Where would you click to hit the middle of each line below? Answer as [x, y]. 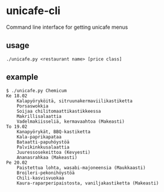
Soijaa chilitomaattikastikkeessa [59, 111]
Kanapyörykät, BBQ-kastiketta [54, 132]
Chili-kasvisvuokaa [41, 178]
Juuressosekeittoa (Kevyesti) [54, 152]
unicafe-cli [33, 11]
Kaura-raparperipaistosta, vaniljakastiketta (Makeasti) [88, 183]
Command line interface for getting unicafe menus [67, 27]
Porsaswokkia [33, 106]
